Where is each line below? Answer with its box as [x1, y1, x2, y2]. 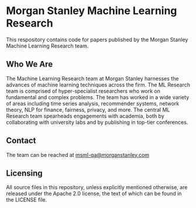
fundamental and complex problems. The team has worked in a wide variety [6, 93, 190, 100]
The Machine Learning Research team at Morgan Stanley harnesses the [6, 75, 179, 82]
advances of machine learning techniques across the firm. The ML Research [6, 81, 190, 88]
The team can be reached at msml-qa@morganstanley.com [6, 151, 150, 158]
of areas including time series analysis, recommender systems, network [6, 100, 180, 107]
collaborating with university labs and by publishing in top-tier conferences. [6, 119, 188, 126]
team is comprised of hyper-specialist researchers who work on [6, 87, 161, 95]
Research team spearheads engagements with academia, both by [6, 112, 165, 119]
